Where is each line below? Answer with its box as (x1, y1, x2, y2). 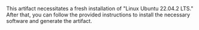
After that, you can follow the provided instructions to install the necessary (6, 11, 191, 18)
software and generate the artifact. (6, 18, 92, 24)
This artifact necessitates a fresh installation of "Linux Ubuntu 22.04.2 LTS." (6, 5, 194, 12)
